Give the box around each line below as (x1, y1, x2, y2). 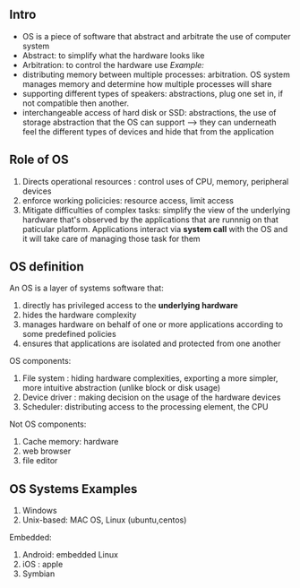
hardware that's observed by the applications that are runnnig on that (21, 214, 279, 225)
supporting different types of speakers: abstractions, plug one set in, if (21, 88, 284, 99)
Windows (21, 506, 57, 516)
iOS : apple (21, 559, 64, 570)
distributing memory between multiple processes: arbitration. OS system (21, 69, 291, 80)
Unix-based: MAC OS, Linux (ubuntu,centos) (21, 514, 187, 525)
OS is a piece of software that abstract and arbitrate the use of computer (21, 30, 291, 41)
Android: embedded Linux (21, 549, 119, 560)
